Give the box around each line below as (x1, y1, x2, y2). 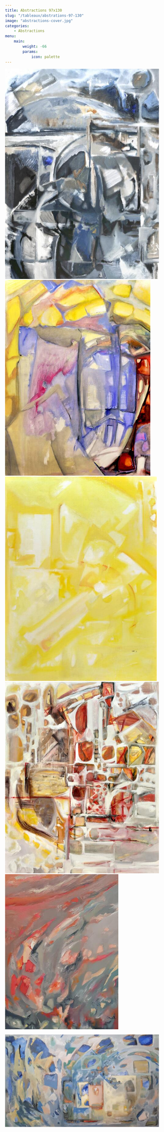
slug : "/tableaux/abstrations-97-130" (5, 13, 84, 18)
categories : (5, 23, 29, 28)
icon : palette (31, 54, 60, 59)
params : (22, 49, 38, 54)
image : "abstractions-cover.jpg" (5, 18, 73, 23)
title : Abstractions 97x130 (5, 8, 62, 13)
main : (14, 39, 25, 44)
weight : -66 (22, 44, 47, 49)
